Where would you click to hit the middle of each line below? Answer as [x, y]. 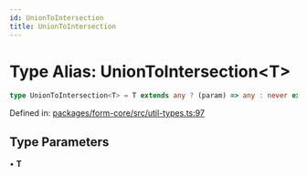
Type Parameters [59, 142]
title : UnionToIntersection [63, 26]
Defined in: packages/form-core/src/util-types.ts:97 [107, 113]
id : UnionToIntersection [57, 18]
